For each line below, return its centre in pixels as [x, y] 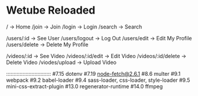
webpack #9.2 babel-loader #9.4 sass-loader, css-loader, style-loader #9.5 [98, 80]
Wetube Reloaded [51, 10]
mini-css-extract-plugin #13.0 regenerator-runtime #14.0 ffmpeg [85, 86]
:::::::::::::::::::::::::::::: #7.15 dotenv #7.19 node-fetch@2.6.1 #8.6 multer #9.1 [93, 73]
